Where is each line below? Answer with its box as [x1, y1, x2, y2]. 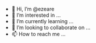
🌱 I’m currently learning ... [11, 18, 74, 24]
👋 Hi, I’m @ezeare [11, 6, 55, 12]
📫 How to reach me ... [11, 31, 66, 37]
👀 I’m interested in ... [11, 12, 61, 19]
